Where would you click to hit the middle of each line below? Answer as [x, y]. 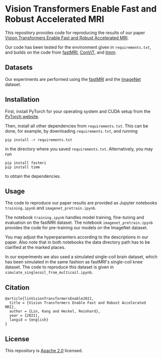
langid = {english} [29, 320]
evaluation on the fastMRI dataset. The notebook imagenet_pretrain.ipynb [79, 223]
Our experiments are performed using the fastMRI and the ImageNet [73, 79]
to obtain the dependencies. [33, 176]
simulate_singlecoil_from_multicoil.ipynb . [49, 272]
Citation [17, 288]
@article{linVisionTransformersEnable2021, [50, 299]
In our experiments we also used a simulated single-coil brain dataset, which [81, 257]
